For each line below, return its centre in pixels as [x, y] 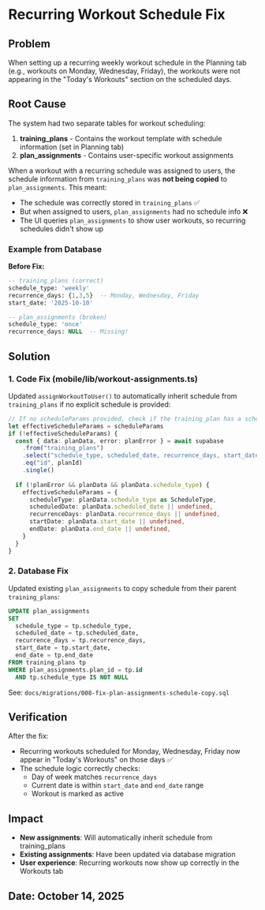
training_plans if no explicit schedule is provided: [90, 404]
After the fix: [28, 736]
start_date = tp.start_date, [63, 648]
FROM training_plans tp [47, 662]
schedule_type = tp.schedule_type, [74, 626]
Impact [26, 818]
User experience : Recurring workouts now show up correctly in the [129, 863]
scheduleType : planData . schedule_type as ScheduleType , [123, 500]
